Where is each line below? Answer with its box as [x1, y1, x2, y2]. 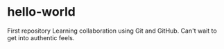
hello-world [7, 4, 76, 20]
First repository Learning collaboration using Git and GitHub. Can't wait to [7, 27, 217, 35]
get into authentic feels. [7, 33, 75, 42]
